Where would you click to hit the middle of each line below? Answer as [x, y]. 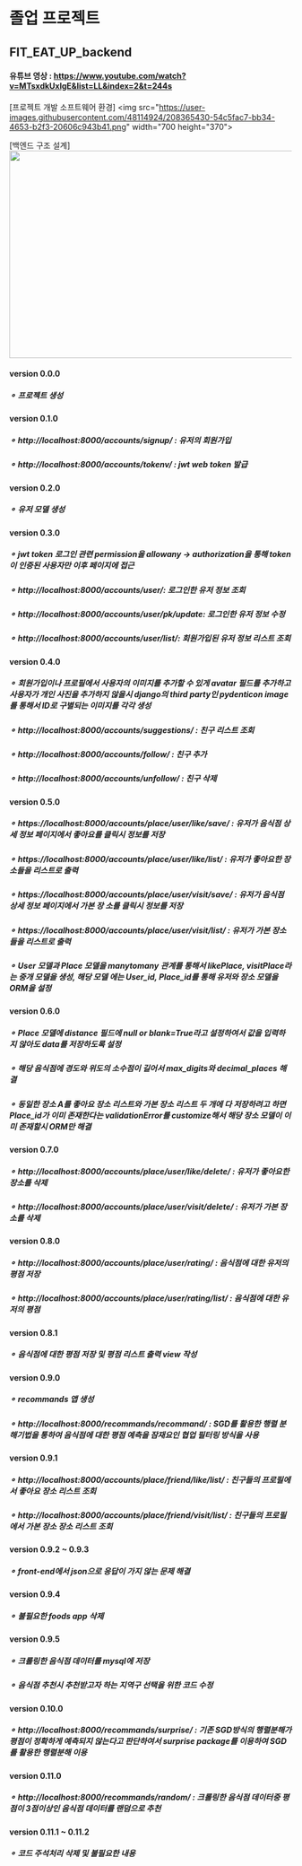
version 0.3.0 [35, 532]
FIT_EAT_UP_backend [71, 52]
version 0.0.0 [35, 374]
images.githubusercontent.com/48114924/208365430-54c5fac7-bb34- [142, 117]
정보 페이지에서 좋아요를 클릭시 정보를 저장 [92, 834]
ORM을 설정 [30, 988]
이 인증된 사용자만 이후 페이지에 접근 [72, 565]
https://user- [182, 107]
